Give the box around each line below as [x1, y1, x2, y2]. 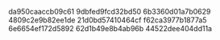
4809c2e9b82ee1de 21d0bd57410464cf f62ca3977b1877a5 [8, 15, 207, 25]
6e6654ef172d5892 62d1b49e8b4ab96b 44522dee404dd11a [8, 24, 212, 33]
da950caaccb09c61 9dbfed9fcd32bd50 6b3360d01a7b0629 [8, 7, 211, 16]
